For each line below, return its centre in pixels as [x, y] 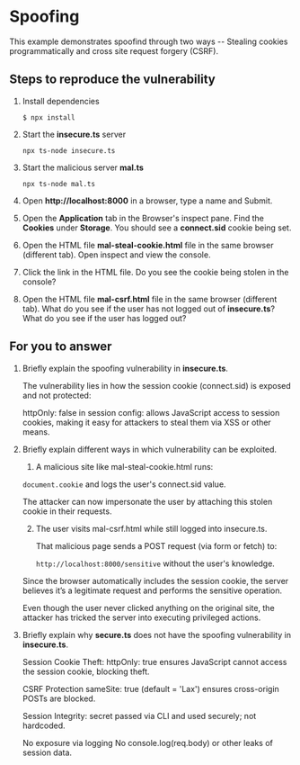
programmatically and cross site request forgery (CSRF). [114, 50]
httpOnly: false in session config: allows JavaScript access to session [151, 412]
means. [36, 432]
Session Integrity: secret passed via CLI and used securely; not [139, 715]
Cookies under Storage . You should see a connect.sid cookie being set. [157, 228]
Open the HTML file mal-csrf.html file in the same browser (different [150, 299]
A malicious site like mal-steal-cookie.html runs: [124, 466]
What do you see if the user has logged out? [104, 318]
